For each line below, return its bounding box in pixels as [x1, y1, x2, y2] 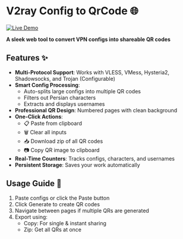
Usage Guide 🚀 [6, 178, 62, 188]
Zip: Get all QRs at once [23, 226, 82, 233]
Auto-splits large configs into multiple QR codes [23, 87, 141, 95]
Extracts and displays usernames [23, 100, 105, 108]
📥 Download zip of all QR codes [23, 137, 103, 144]
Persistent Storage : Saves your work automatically [14, 161, 140, 168]
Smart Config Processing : [14, 81, 80, 89]
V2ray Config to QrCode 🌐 [6, 4, 138, 18]
